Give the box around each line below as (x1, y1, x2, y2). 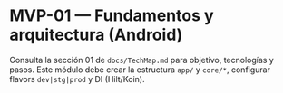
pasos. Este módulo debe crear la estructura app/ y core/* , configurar (9, 64, 270, 75)
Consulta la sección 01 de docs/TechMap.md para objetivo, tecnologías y (9, 54, 274, 65)
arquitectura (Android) (9, 24, 183, 45)
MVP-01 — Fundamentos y (9, 5, 215, 26)
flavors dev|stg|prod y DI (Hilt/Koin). (9, 73, 145, 84)
